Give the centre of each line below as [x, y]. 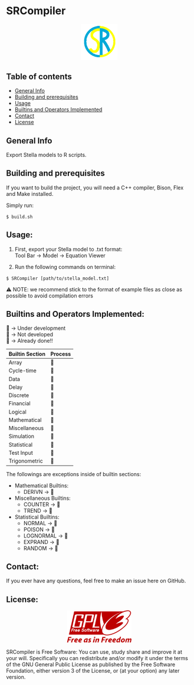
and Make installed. [30, 194]
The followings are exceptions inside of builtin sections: [74, 474]
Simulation [21, 436]
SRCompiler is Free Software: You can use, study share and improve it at [94, 652]
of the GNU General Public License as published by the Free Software [91, 664]
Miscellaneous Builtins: [42, 498]
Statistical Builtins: [37, 517]
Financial [19, 404]
